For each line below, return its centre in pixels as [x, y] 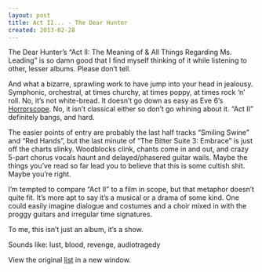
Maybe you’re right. [40, 174]
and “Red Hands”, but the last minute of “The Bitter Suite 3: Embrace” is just [131, 141]
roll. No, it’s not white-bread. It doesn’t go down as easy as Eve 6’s [116, 101]
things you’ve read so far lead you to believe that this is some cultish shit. [127, 166]
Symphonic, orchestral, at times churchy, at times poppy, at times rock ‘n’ [127, 92]
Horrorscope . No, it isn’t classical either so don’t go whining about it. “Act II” [131, 109]
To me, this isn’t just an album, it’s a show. [76, 230]
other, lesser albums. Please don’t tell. [69, 69]
